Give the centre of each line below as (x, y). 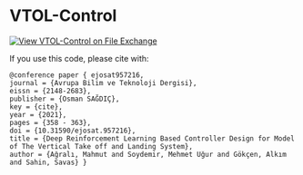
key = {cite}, (36, 107)
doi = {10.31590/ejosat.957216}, (73, 131)
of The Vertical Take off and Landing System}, (101, 146)
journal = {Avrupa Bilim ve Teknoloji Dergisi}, (103, 83)
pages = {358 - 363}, (50, 122)
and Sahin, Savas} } (49, 162)
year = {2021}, (38, 114)
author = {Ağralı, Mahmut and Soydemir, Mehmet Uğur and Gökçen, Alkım (148, 154)
